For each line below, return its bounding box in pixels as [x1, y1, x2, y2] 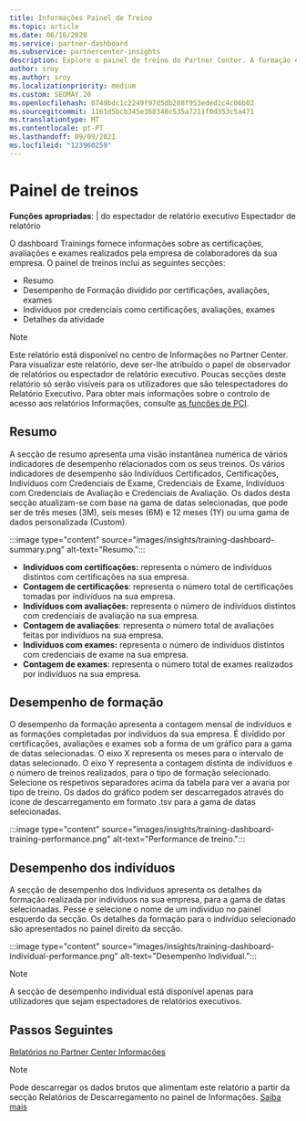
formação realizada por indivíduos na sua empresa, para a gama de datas [9, 894, 286, 905]
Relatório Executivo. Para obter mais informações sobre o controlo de [9, 387, 270, 398]
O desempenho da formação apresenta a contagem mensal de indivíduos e [9, 719, 292, 730]
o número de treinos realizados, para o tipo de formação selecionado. [9, 767, 271, 778]
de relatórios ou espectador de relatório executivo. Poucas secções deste [9, 368, 287, 379]
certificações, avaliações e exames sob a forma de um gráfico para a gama [9, 738, 292, 749]
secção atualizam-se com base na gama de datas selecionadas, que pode [9, 497, 289, 508]
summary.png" [9, 544, 66, 555]
